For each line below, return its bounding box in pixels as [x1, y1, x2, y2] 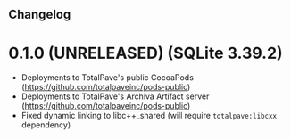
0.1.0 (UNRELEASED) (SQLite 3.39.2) [8, 43, 283, 63]
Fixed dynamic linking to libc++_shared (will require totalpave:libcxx [21, 110, 278, 121]
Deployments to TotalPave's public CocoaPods [21, 72, 194, 83]
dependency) [21, 119, 71, 130]
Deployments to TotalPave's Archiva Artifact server [21, 91, 210, 102]
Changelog [8, 7, 71, 22]
